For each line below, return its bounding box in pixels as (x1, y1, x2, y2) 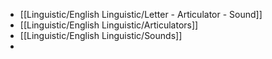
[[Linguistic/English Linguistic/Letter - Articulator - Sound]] (19, 9, 263, 20)
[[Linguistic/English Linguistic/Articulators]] (19, 19, 199, 31)
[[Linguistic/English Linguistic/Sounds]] (19, 30, 183, 41)
